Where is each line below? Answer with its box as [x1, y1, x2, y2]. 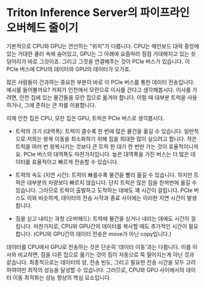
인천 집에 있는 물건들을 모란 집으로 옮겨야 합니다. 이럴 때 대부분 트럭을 [19, 93, 186, 101]
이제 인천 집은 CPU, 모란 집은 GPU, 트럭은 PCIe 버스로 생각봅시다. [6, 114, 164, 121]
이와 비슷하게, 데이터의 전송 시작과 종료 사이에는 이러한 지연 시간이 [26, 194, 186, 201]
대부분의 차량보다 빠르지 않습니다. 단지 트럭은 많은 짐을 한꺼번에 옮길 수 [26, 178, 198, 186]
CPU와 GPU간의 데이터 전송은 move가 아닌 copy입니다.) [35, 230, 172, 237]
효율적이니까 [168, 142, 199, 150]
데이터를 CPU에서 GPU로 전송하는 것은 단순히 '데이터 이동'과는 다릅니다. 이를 [6, 243, 191, 250]
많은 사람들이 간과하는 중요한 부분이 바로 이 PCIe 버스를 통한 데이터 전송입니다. [6, 78, 195, 86]
